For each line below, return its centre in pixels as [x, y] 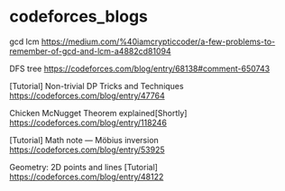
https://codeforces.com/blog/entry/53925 [87, 150]
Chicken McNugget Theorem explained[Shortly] [98, 113]
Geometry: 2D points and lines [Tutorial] [83, 167]
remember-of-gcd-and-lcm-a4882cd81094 [90, 50]
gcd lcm [24, 41]
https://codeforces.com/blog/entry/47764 [87, 95]
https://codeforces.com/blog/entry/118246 [88, 123]
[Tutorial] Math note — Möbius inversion [84, 140]
